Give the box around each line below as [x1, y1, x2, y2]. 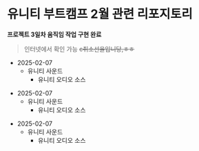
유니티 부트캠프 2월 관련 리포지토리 [7, 6, 193, 22]
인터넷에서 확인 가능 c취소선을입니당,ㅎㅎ [23, 45, 135, 53]
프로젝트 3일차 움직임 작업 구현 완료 [7, 30, 102, 38]
